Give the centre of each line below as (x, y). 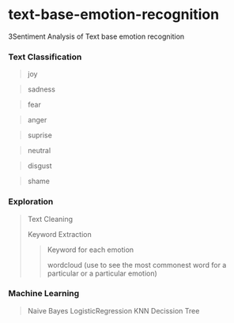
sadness (41, 89)
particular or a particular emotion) (102, 273)
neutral (39, 151)
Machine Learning (44, 294)
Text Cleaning (50, 219)
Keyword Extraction (60, 234)
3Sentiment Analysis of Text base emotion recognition (96, 36)
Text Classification (45, 57)
